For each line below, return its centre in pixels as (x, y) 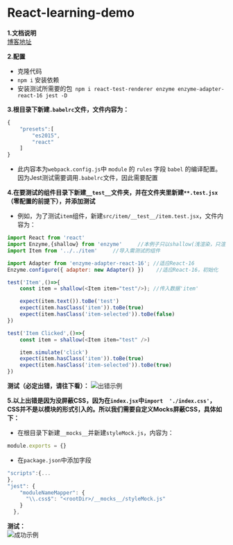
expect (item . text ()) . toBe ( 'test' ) (69, 301)
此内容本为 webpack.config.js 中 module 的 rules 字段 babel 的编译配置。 (119, 169)
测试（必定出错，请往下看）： (48, 386)
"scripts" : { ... (29, 473)
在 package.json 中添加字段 (54, 459)
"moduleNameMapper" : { (52, 493)
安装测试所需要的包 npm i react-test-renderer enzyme (96, 88)
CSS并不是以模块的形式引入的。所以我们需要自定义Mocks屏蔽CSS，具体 (112, 409)
